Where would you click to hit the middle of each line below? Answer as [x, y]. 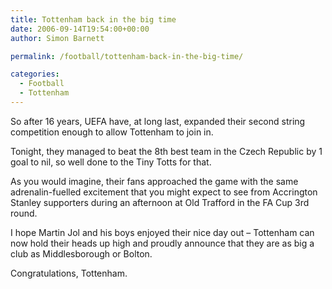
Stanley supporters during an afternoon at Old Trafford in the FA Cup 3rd [160, 202]
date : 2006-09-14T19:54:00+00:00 [80, 29]
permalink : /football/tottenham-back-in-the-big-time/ [127, 56]
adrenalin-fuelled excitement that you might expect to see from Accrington [164, 192]
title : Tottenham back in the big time [93, 19]
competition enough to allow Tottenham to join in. [112, 132]
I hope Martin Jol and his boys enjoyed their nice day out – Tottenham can [162, 232]
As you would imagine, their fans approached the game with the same [154, 181]
